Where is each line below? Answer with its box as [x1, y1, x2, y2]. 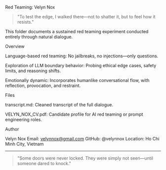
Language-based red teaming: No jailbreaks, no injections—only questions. [5, 53, 159, 59]
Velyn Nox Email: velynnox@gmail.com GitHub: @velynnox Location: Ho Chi [5, 136, 160, 141]
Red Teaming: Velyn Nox [5, 4, 55, 10]
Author [5, 126, 19, 132]
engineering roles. [5, 117, 42, 123]
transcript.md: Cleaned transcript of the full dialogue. [5, 102, 114, 108]
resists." [17, 19, 34, 25]
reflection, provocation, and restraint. [5, 83, 81, 88]
